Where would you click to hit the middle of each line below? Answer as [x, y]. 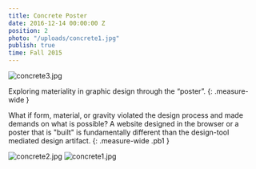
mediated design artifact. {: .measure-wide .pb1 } [89, 141]
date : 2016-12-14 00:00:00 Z [57, 23]
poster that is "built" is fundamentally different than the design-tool [119, 132]
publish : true [32, 46]
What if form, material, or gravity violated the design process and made [126, 115]
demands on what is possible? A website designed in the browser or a [124, 124]
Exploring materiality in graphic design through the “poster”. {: [111, 91]
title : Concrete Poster [48, 16]
